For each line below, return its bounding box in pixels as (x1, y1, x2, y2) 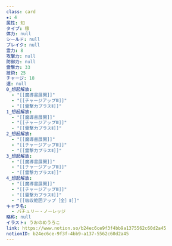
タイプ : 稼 (6, 25, 30, 32)
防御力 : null (6, 59, 36, 64)
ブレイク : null (6, 42, 40, 48)
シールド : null (6, 36, 40, 42)
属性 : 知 (6, 20, 26, 26)
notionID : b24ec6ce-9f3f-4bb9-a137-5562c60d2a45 (6, 230, 129, 236)
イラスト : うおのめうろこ (6, 220, 61, 226)
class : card (6, 8, 36, 15)
